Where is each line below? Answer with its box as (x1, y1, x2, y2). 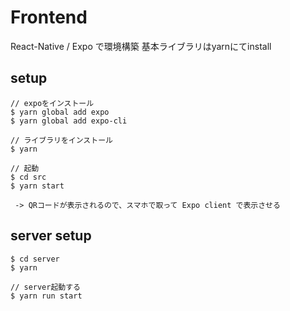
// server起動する (10, 282, 81, 292)
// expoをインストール (10, 98, 95, 108)
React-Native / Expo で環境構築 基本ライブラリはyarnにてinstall (10, 40, 272, 52)
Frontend (10, 6, 88, 29)
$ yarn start (10, 181, 65, 191)
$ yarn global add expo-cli (10, 116, 128, 126)
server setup (10, 227, 92, 245)
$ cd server (10, 254, 60, 264)
